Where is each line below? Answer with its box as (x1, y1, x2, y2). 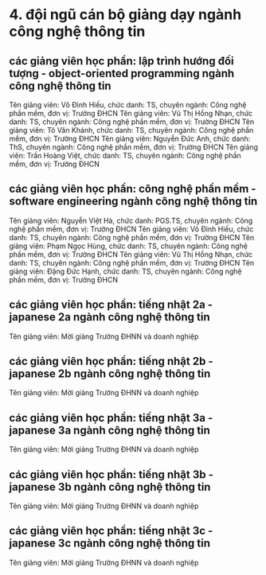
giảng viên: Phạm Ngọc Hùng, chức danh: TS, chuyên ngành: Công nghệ (9, 241, 248, 251)
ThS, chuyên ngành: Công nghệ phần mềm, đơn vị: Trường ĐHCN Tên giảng (9, 142, 258, 152)
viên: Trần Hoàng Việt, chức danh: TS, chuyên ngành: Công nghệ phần (9, 151, 241, 160)
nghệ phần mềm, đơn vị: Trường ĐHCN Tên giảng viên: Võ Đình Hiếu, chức (9, 224, 254, 234)
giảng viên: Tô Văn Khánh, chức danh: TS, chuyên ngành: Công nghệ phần (9, 126, 254, 134)
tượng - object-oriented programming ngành (9, 66, 235, 80)
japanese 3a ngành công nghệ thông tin (9, 423, 210, 437)
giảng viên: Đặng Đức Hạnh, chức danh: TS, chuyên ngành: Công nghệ (9, 266, 242, 276)
